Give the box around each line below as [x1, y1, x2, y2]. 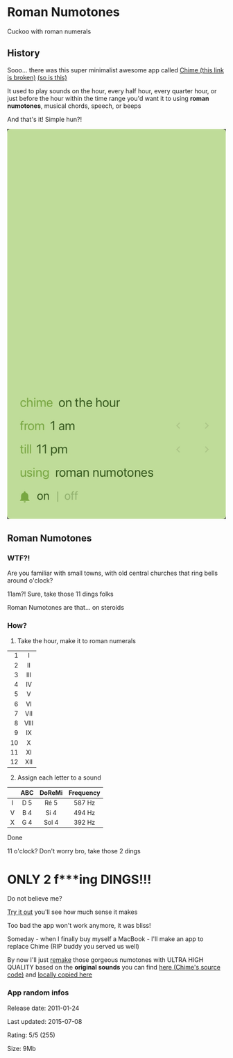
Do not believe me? [7, 894, 62, 903]
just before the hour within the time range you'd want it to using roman [7, 94, 209, 102]
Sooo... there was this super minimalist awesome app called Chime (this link [7, 65, 224, 74]
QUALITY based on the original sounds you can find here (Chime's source [7, 963, 221, 972]
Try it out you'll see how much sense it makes [7, 908, 138, 916]
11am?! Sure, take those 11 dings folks [7, 590, 114, 599]
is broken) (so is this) [7, 73, 67, 81]
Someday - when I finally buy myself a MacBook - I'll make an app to [7, 935, 204, 943]
